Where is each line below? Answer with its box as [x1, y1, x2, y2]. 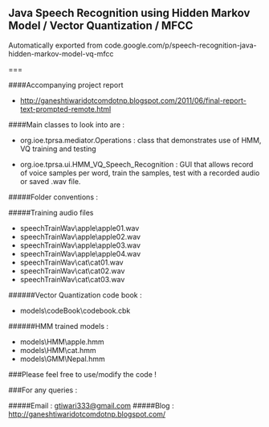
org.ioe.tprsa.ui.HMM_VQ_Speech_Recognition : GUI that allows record [19, 159, 254, 169]
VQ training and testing [19, 144, 96, 154]
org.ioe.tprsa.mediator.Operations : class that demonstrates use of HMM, [19, 135, 262, 145]
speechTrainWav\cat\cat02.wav [19, 265, 125, 276]
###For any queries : [8, 385, 78, 395]
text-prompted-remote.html [19, 104, 112, 113]
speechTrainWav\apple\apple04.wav [19, 248, 141, 258]
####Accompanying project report [8, 80, 124, 89]
